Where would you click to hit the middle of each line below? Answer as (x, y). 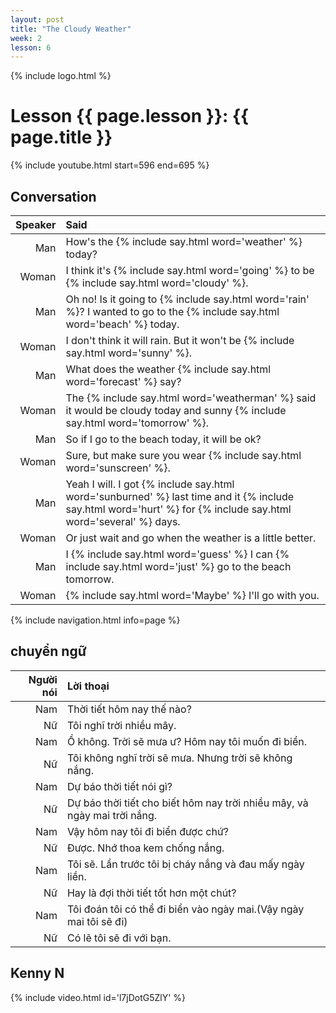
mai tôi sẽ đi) (97, 921)
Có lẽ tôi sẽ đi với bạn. (119, 938)
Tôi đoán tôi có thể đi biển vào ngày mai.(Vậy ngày (185, 909)
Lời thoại (88, 686)
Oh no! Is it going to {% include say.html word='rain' (187, 299)
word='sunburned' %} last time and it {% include (180, 496)
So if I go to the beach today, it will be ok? (163, 439)
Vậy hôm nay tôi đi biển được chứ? (148, 831)
